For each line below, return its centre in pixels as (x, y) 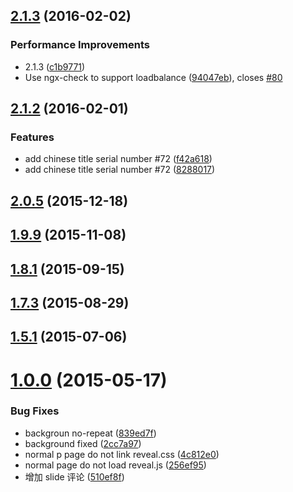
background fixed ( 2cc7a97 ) (83, 443)
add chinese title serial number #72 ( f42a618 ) (118, 159)
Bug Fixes (35, 411)
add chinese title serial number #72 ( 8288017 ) (120, 170)
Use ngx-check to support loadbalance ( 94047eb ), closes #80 (153, 77)
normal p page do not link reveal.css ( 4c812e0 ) (122, 454)
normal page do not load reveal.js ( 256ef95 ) (115, 465)
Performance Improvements (80, 45)
